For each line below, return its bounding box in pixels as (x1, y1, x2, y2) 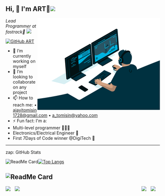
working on (12, 58, 36, 64)
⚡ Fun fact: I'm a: (12, 118, 47, 124)
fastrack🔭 (5, 29, 25, 35)
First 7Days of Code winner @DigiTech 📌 (12, 135, 95, 141)
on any (12, 84, 27, 90)
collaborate (12, 79, 36, 85)
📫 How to (12, 95, 33, 101)
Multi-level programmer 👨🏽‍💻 (12, 125, 71, 131)
